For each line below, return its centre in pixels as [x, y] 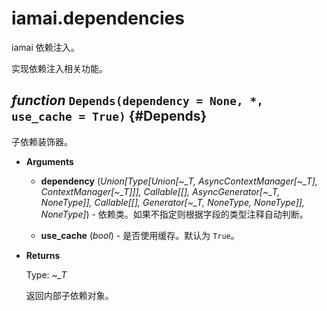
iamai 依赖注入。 [45, 47]
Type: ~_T [46, 274]
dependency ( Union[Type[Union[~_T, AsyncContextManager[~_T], [179, 181]
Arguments [49, 161]
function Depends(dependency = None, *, [137, 100]
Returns [43, 255]
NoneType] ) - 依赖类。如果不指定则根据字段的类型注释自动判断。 [174, 214]
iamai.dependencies [98, 18]
